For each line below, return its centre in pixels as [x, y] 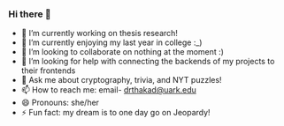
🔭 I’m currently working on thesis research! [100, 33]
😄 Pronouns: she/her [60, 103]
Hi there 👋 [30, 14]
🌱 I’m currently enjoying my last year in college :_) [111, 42]
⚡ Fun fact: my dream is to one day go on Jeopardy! [115, 113]
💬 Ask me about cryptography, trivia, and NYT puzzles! [121, 80]
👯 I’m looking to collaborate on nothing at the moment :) [123, 52]
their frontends [48, 70]
